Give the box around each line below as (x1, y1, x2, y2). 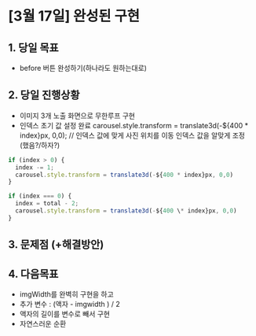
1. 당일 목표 (8, 41, 59, 54)
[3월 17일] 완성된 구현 (8, 7, 140, 25)
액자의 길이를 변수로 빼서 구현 (19, 309, 110, 319)
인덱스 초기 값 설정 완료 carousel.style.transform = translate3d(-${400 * (19, 120, 249, 130)
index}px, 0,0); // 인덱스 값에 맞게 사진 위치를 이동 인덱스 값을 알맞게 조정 (19, 131, 246, 140)
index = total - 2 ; (15, 200, 79, 208)
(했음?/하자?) (19, 140, 60, 150)
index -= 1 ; (15, 163, 55, 172)
